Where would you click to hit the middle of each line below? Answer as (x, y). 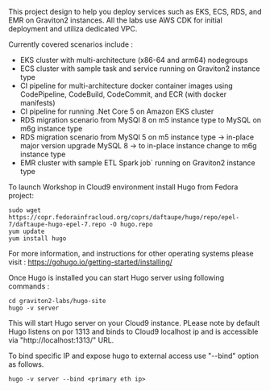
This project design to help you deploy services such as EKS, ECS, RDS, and (135, 12)
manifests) (37, 103)
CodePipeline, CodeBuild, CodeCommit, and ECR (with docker (123, 94)
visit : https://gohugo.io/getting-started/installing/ (91, 262)
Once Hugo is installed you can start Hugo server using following (116, 278)
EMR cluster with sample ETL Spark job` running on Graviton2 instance (137, 163)
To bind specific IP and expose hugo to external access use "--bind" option (134, 356)
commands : (29, 286)
